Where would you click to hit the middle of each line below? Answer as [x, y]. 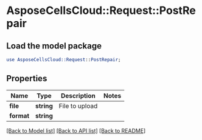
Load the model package [54, 46]
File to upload [78, 105]
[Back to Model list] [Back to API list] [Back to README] [76, 130]
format [19, 116]
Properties [27, 78]
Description [78, 96]
